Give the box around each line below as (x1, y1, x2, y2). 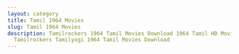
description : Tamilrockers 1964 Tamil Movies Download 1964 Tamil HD (7, 29, 218, 37)
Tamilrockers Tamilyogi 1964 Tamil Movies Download (14, 36, 171, 43)
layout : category (7, 10, 59, 18)
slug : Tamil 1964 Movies (7, 23, 81, 30)
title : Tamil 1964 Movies (7, 17, 84, 24)
